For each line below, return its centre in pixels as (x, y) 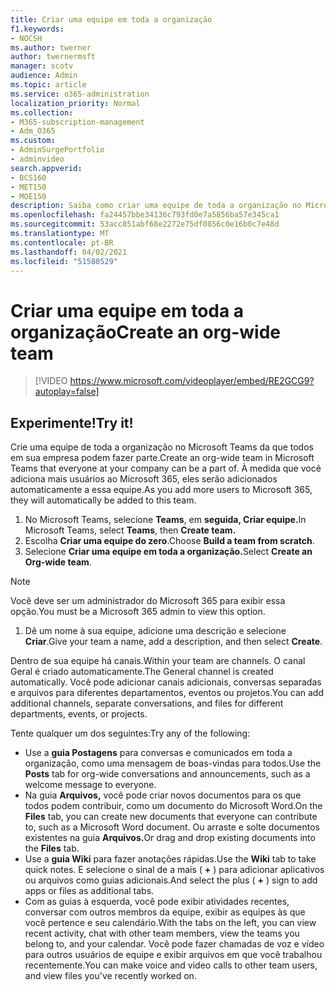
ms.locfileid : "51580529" (64, 261)
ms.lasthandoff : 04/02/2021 (69, 252)
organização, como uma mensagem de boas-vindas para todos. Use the (173, 763)
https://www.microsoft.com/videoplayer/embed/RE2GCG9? (192, 381)
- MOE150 (28, 196)
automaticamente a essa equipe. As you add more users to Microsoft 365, (161, 490)
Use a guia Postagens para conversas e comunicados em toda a (158, 753)
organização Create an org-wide (145, 332)
